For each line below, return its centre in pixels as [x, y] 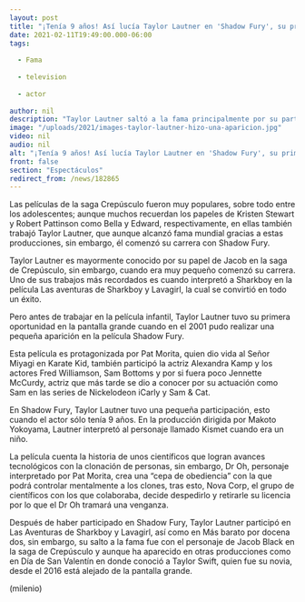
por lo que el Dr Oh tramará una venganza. [89, 505]
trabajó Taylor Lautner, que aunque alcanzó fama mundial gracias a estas [147, 234]
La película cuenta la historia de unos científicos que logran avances [138, 457]
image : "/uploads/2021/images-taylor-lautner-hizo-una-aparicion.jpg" [146, 128]
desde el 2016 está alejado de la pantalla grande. [101, 571]
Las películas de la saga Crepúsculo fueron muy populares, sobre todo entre [152, 205]
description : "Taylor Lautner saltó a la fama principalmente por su [144, 119]
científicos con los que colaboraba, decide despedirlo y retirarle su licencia [150, 496]
